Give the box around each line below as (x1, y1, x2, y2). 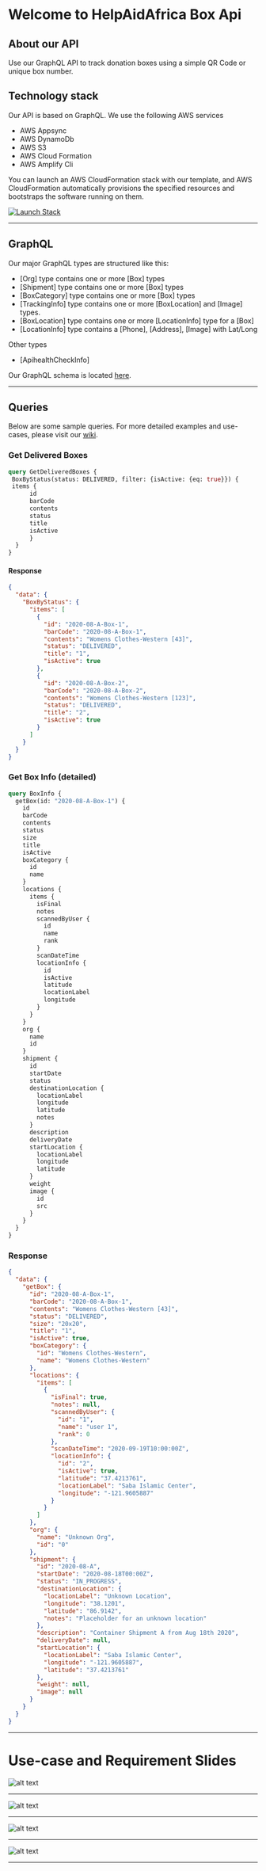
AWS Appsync (19, 125, 67, 135)
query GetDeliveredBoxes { (8, 467, 97, 476)
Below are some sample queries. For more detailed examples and (8, 421, 222, 431)
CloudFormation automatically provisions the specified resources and (8, 183, 235, 192)
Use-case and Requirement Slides (8, 1751, 237, 1770)
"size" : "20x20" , (28, 1320, 87, 1328)
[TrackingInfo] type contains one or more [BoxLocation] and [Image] (19, 299, 243, 308)
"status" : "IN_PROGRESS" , (36, 1578, 123, 1586)
